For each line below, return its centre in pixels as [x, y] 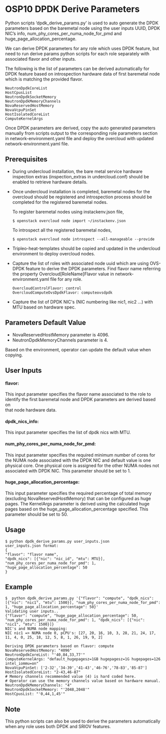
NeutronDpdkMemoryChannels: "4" [38, 685]
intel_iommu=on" [22, 664]
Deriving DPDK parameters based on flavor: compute [59, 646]
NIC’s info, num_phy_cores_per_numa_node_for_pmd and [64, 33]
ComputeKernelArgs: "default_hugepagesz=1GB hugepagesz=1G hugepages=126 [83, 659]
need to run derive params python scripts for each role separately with [77, 54]
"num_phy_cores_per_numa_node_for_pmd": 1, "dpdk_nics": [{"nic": [75, 620]
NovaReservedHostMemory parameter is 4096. [61, 334]
